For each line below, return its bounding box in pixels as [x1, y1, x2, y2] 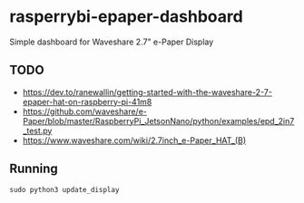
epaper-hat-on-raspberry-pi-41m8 [22, 96, 152, 107]
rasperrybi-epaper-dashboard [9, 6, 243, 27]
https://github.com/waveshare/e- [22, 106, 147, 117]
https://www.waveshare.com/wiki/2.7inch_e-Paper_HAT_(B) [22, 134, 247, 146]
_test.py [22, 125, 53, 136]
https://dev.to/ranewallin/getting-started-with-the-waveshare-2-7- [22, 86, 272, 97]
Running [9, 161, 59, 177]
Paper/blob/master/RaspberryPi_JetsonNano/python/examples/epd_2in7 [22, 115, 295, 126]
